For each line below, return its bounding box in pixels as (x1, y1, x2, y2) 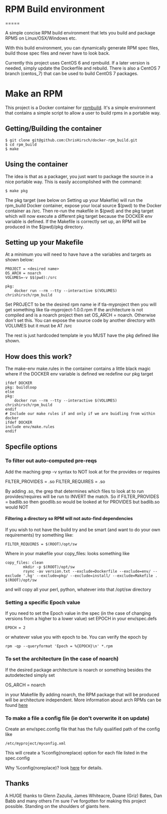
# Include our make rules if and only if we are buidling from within (5, 412, 155, 417)
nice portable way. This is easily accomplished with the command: (5, 179, 142, 185)
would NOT (5, 504, 28, 510)
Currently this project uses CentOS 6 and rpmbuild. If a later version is (5, 60, 150, 66)
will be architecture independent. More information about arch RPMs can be (5, 697, 161, 703)
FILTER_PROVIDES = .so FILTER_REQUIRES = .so (5, 478, 105, 484)
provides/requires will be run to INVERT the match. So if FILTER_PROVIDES (5, 493, 159, 499)
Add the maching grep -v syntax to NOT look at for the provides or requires (5, 469, 160, 475)
